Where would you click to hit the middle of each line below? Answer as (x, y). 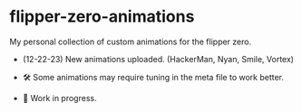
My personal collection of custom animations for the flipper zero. (131, 42)
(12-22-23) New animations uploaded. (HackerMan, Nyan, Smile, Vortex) (158, 59)
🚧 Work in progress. (59, 98)
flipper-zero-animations (102, 17)
